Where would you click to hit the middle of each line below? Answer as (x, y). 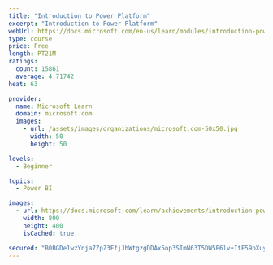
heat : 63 (23, 84)
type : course (30, 39)
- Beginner (34, 166)
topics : (22, 181)
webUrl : (22, 31)
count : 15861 (38, 69)
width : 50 (46, 137)
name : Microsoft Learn (54, 106)
